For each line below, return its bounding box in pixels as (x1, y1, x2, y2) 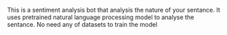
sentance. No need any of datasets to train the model (7, 21, 158, 28)
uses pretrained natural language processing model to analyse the (7, 13, 194, 21)
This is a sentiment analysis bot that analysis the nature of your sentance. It (7, 6, 221, 14)
